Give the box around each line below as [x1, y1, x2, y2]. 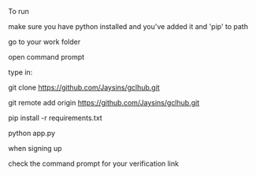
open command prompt [8, 53, 85, 61]
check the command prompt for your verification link [8, 159, 180, 168]
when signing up [8, 144, 62, 152]
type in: [8, 68, 33, 77]
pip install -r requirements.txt [8, 113, 102, 123]
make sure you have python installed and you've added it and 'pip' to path [8, 22, 248, 31]
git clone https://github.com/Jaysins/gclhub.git [8, 82, 160, 92]
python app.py [8, 129, 56, 137]
